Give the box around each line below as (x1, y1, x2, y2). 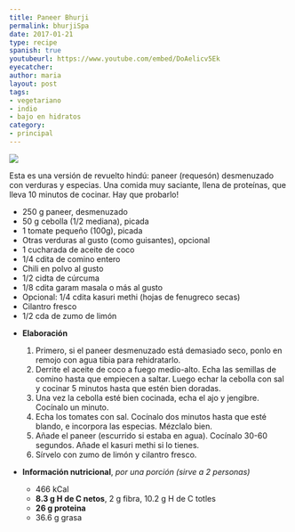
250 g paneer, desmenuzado (21, 206, 129, 217)
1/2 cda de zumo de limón (21, 310, 117, 321)
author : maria (9, 71, 62, 80)
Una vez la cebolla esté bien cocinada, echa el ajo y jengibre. (35, 392, 259, 403)
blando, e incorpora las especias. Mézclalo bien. (35, 421, 213, 431)
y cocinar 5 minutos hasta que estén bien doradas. (35, 382, 221, 393)
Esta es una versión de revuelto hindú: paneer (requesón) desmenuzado (9, 170, 274, 181)
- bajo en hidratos (9, 112, 82, 121)
